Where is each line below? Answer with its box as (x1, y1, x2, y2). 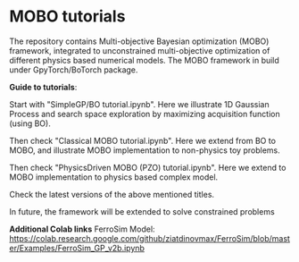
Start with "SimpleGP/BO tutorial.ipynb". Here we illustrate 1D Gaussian (9, 98, 270, 109)
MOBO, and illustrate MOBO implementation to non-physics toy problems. (9, 145, 280, 156)
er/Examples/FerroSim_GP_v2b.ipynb (9, 242, 145, 253)
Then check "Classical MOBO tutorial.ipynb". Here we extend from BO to (9, 135, 277, 146)
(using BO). (9, 118, 51, 129)
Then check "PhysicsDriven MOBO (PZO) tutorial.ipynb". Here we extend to (9, 162, 287, 173)
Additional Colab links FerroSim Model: (9, 224, 155, 234)
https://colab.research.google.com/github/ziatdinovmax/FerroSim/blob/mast (9, 232, 290, 243)
